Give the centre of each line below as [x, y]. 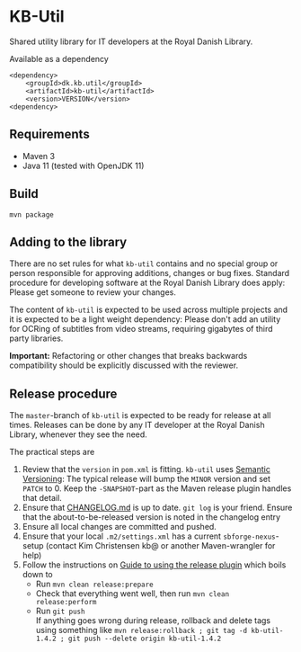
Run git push [60, 611]
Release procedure [63, 393]
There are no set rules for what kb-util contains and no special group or [144, 263]
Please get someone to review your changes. [93, 292]
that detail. [42, 498]
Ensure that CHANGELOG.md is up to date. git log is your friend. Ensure [157, 508]
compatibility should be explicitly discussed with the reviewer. [124, 365]
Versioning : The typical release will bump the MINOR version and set [146, 479]
